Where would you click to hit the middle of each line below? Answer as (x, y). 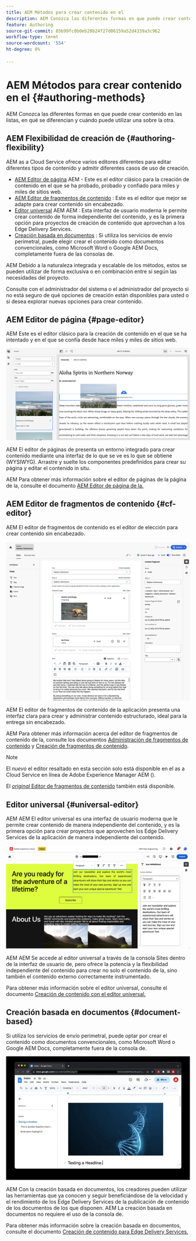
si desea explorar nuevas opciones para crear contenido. (75, 301)
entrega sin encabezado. (36, 722)
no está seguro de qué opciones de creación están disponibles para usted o (97, 295)
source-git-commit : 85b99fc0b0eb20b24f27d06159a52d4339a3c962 (83, 31)
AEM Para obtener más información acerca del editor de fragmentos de (92, 733)
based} (20, 1021)
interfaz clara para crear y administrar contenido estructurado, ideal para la (97, 716)
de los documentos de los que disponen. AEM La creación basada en (89, 1208)
